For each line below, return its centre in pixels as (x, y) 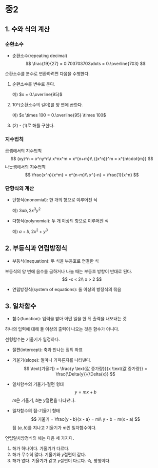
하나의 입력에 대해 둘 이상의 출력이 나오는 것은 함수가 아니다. (62, 329)
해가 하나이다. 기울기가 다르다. (41, 448)
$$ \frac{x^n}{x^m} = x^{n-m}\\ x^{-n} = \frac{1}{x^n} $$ (82, 175)
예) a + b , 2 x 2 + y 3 (30, 231)
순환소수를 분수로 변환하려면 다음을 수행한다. (48, 74)
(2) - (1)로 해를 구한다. (33, 125)
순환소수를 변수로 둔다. (34, 84)
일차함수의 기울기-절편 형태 (38, 384)
